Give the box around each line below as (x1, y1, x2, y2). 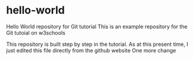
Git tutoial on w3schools (6, 29, 65, 36)
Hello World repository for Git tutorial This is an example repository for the (6, 23, 188, 30)
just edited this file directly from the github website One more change (6, 46, 177, 54)
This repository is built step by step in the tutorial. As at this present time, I (6, 41, 189, 48)
